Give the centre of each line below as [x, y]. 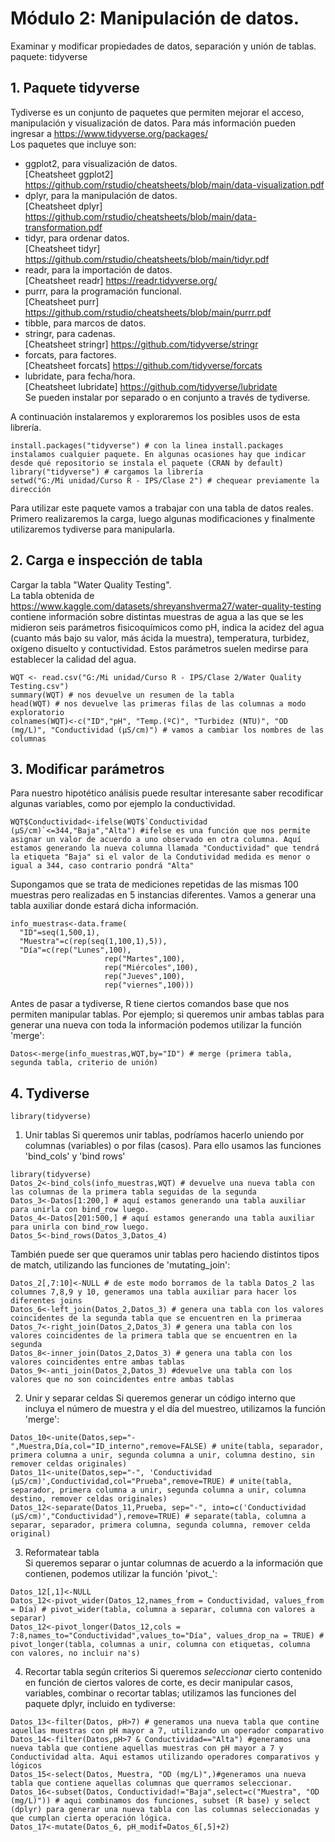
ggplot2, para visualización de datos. [101, 163]
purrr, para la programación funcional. [103, 291]
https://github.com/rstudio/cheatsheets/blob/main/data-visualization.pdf [174, 184]
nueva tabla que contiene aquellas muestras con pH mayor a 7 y [147, 1748]
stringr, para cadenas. [70, 333]
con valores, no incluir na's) [75, 1653]
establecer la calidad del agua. [73, 659]
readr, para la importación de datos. [98, 269]
